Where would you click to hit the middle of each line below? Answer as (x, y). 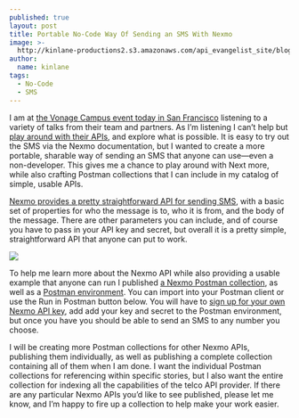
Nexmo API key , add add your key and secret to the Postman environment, (145, 311)
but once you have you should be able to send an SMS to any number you (145, 320)
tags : (19, 76)
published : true (39, 17)
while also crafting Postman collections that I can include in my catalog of (144, 174)
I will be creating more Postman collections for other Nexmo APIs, (129, 347)
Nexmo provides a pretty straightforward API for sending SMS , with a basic (147, 201)
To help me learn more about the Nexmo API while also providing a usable (145, 273)
